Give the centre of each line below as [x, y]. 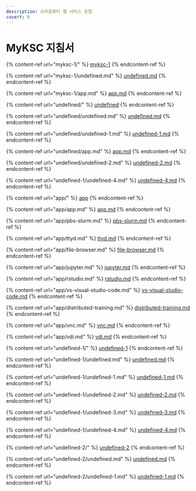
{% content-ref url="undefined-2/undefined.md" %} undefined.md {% [91, 459]
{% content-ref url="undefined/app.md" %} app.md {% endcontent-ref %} [96, 152]
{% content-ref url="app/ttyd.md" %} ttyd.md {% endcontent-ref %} [89, 238]
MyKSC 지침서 [40, 48]
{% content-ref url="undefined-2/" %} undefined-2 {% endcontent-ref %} [96, 448]
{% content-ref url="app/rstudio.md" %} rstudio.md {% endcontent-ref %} [96, 279]
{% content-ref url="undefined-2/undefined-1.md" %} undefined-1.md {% [95, 477]
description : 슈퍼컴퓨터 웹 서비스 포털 [49, 11]
